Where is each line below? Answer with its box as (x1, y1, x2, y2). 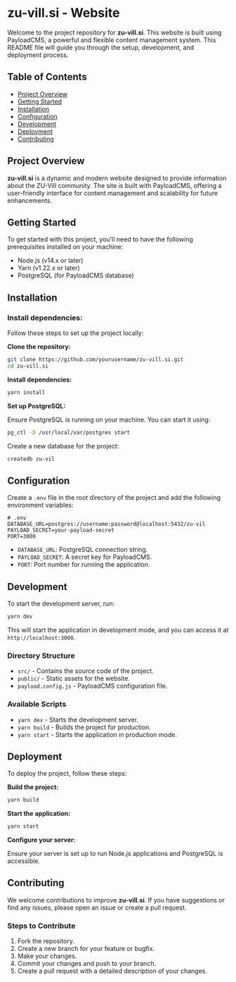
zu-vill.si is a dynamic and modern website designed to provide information (7, 174, 227, 182)
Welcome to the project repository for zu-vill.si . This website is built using (7, 28, 222, 37)
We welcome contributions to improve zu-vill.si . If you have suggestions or (7, 895, 225, 904)
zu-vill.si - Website (7, 5, 120, 21)
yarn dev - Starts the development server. (17, 715, 139, 724)
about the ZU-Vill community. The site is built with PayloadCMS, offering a (7, 181, 222, 189)
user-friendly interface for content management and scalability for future (7, 189, 218, 197)
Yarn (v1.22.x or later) (17, 264, 81, 272)
